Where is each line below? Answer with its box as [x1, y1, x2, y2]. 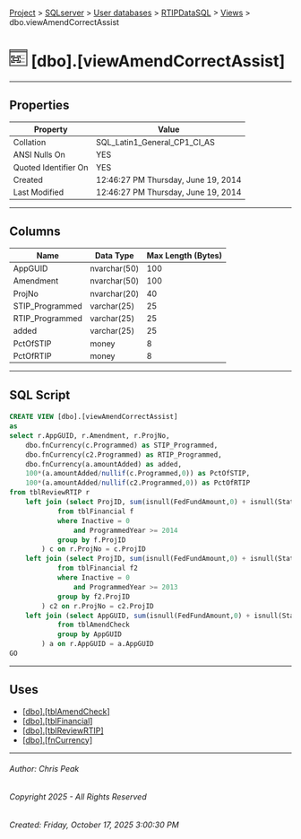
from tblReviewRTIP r [9, 488, 90, 497]
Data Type [94, 249, 134, 260]
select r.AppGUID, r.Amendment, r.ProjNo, [9, 431, 170, 440]
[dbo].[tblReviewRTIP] [21, 725, 105, 736]
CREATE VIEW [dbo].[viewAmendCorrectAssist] [9, 413, 178, 422]
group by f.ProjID [56, 535, 126, 545]
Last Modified [13, 187, 64, 197]
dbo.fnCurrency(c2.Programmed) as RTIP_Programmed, [25, 450, 222, 459]
